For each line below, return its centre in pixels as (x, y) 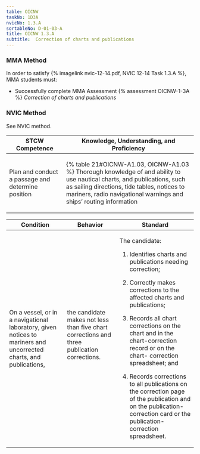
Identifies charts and (158, 254)
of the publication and (160, 399)
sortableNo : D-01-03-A (34, 28)
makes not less (88, 320)
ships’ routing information (102, 202)
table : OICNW (22, 12)
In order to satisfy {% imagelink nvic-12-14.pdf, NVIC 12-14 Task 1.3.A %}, (96, 73)
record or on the (152, 348)
